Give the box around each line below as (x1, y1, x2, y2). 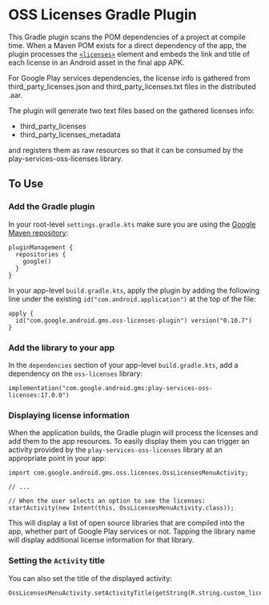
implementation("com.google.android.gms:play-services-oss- (8, 384, 214, 392)
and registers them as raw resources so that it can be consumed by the (8, 145, 244, 155)
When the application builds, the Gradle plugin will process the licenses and (8, 428, 259, 438)
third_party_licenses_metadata (19, 130, 121, 139)
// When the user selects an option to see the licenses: (8, 497, 206, 506)
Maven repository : (8, 228, 69, 237)
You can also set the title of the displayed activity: (8, 573, 172, 583)
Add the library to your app (8, 342, 115, 353)
